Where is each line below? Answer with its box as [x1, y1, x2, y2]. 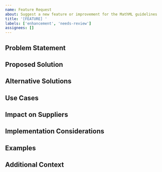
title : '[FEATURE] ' [5, 16, 48, 21]
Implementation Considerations [5, 127, 104, 136]
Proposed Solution [5, 60, 63, 69]
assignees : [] [5, 26, 34, 30]
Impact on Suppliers [5, 111, 68, 119]
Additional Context [5, 161, 64, 169]
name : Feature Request [5, 7, 52, 12]
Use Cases [5, 94, 39, 102]
